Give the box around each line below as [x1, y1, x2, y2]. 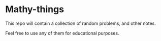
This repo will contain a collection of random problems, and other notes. [5, 20, 156, 26]
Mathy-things [5, 4, 65, 15]
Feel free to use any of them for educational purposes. [5, 30, 119, 36]
